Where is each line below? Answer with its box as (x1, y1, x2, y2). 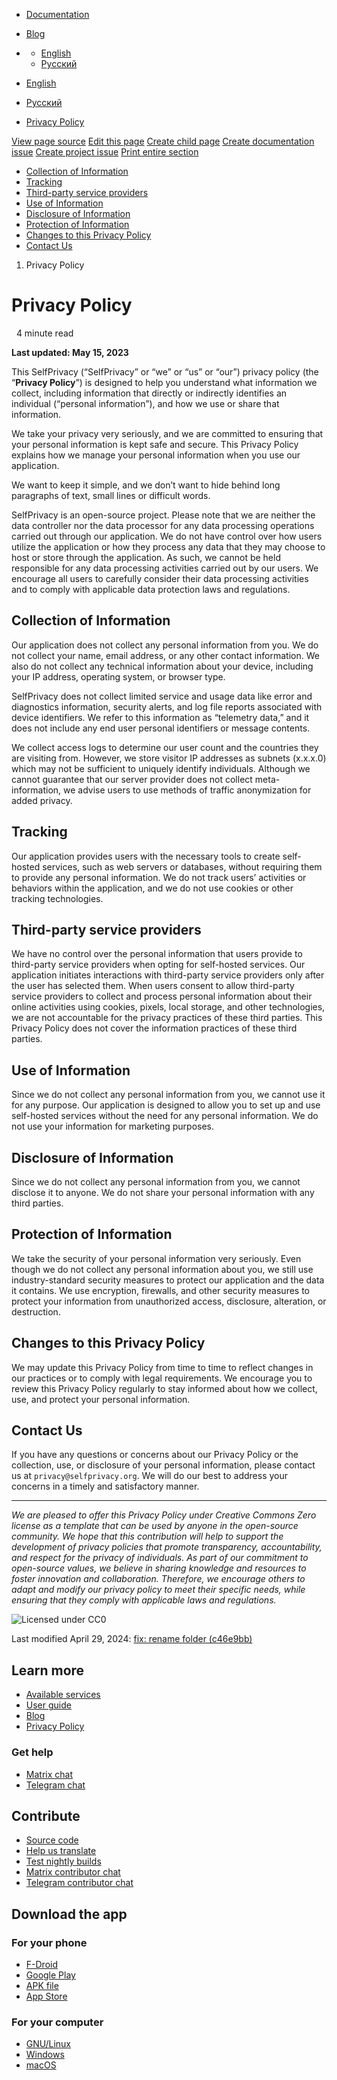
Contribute (11, 1807, 81, 1824)
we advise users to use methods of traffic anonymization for (63, 784, 312, 796)
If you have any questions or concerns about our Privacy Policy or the (11, 1449, 299, 1461)
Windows (25, 2049, 65, 2061)
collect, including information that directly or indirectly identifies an (11, 387, 288, 399)
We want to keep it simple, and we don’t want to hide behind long (11, 479, 281, 491)
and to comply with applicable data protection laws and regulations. (11, 583, 291, 595)
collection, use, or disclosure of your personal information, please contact (11, 1459, 316, 1471)
